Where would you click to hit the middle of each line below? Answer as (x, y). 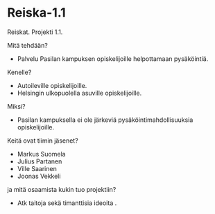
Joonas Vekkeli (39, 176)
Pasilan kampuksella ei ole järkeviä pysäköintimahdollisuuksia (105, 120)
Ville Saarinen (37, 168)
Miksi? (16, 106)
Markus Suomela (41, 154)
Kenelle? (19, 72)
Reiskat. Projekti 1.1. (35, 32)
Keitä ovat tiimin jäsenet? (43, 141)
